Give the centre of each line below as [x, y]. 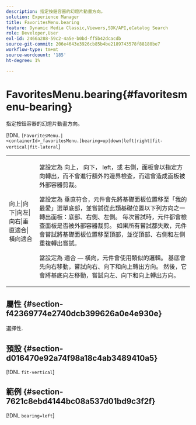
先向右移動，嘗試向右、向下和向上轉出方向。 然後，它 [113, 267]
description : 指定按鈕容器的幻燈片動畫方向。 [56, 11]
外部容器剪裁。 [60, 185]
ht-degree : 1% [23, 60]
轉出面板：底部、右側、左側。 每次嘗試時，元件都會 [110, 217]
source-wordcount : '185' [36, 55]
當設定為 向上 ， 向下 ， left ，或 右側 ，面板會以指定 [108, 167]
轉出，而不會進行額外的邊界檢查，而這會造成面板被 [115, 176]
